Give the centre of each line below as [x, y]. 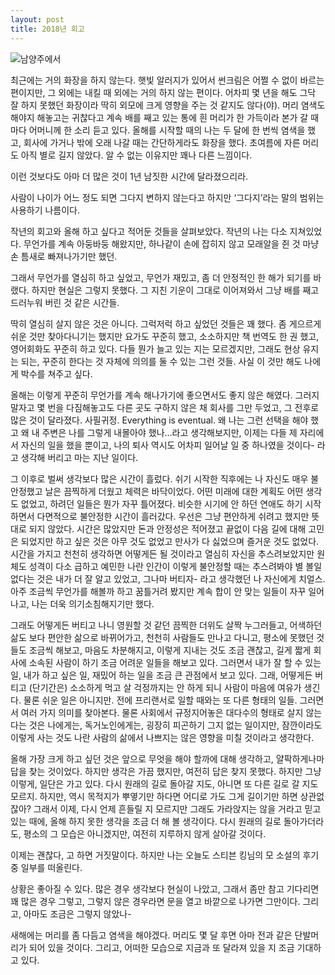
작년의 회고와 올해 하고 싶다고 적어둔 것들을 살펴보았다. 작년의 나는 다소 [149, 231]
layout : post [37, 19]
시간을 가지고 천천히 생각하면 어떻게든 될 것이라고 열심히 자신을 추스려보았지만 [162, 553]
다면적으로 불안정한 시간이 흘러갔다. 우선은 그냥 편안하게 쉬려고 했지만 [173, 516]
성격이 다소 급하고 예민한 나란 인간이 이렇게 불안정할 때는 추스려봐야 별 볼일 [175, 566]
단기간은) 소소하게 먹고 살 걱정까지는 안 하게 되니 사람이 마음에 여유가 [166, 687]
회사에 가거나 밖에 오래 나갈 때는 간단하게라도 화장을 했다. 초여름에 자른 [162, 142]
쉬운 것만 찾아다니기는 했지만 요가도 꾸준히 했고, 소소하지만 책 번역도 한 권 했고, [165, 336]
